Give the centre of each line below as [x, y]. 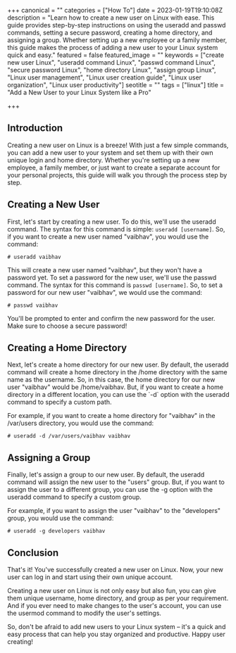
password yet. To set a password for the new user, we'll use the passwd [112, 277]
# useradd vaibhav [34, 257]
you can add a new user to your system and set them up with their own [110, 152]
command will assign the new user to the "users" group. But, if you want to [116, 482]
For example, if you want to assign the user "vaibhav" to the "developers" [114, 511]
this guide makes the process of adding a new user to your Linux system [113, 47]
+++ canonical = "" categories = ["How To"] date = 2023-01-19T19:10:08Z [115, 10]
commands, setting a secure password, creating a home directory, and [110, 32]
